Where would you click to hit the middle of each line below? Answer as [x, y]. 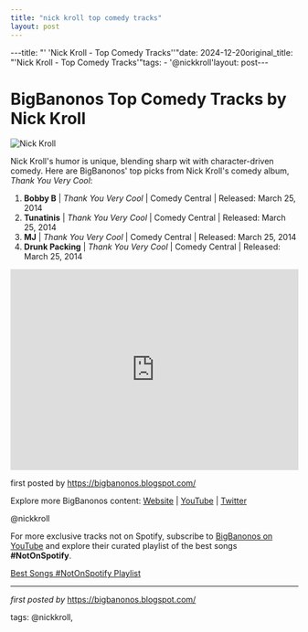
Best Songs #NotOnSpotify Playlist [75, 574]
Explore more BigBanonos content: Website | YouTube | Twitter [129, 501]
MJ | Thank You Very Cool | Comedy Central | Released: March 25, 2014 [160, 237]
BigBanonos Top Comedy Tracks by [149, 99]
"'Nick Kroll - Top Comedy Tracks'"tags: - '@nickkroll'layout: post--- [139, 62]
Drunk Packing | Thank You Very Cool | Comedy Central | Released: [152, 247]
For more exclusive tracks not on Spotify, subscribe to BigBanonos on [142, 536]
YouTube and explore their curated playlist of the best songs [124, 546]
